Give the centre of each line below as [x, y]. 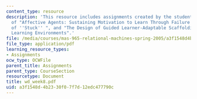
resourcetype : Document [35, 76]
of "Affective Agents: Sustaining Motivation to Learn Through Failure [101, 22]
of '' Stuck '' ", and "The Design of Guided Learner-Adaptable [89, 28]
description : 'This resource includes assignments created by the [89, 17]
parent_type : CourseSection [40, 71]
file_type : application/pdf [40, 44]
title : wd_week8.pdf [31, 82]
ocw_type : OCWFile [28, 60]
